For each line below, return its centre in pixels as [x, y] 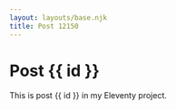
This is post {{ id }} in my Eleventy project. [88, 96]
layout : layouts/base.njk [58, 18]
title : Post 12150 [44, 26]
